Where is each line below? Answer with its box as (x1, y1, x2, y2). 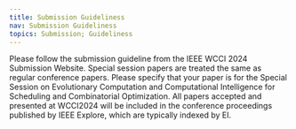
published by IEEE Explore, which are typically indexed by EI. (9, 110, 232, 120)
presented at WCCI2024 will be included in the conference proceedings (9, 101, 273, 111)
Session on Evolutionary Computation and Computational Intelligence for (9, 81, 276, 93)
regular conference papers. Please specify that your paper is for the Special (9, 72, 287, 83)
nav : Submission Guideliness (9, 21, 117, 30)
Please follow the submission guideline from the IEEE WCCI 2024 (9, 54, 248, 64)
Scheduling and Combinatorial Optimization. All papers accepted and (9, 91, 262, 102)
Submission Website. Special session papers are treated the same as (9, 63, 262, 73)
